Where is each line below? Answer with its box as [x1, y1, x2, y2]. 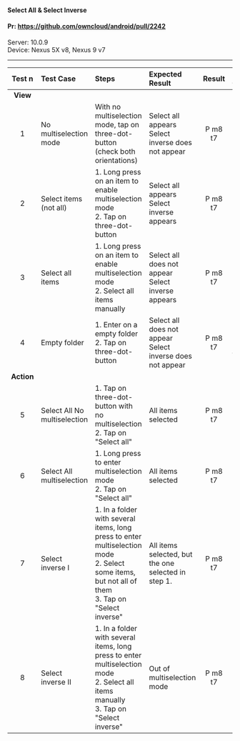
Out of [149, 663, 170, 673]
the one [149, 558, 175, 568]
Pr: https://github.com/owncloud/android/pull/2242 [7, 22, 166, 31]
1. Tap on [94, 383, 127, 393]
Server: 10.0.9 [7, 38, 49, 46]
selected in [149, 567, 186, 577]
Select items [40, 194, 83, 204]
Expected [149, 69, 182, 79]
